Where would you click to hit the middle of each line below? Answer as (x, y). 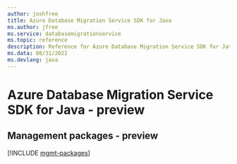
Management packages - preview (83, 136)
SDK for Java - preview (76, 110)
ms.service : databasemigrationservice (64, 34)
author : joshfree (33, 14)
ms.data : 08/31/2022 (38, 54)
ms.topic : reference (38, 40)
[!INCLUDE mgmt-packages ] (49, 153)
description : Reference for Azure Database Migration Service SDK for (113, 47)
